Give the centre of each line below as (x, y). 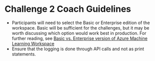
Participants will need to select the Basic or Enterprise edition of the (81, 23)
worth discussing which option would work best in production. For (79, 33)
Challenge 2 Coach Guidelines (68, 9)
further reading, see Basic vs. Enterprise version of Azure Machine (79, 38)
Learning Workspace (33, 43)
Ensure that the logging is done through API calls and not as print (78, 49)
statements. (24, 54)
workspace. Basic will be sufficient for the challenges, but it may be (80, 28)
